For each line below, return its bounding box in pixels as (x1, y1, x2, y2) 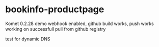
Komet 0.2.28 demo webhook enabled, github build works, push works (5, 20, 154, 27)
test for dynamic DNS (5, 36, 50, 42)
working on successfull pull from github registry (5, 26, 106, 32)
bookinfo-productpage (5, 4, 104, 15)
